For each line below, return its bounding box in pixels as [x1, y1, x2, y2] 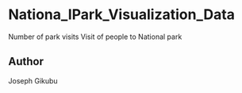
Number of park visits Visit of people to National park [8, 32, 182, 41]
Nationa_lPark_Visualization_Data [8, 6, 236, 24]
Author [8, 55, 44, 68]
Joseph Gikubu [8, 76, 58, 85]
